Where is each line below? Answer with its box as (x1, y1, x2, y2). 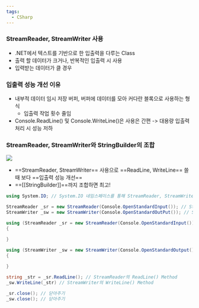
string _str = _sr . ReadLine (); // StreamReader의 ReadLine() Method (6, 274, 178, 280)
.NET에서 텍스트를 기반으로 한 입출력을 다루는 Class (14, 49, 135, 56)
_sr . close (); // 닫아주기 (6, 290, 65, 296)
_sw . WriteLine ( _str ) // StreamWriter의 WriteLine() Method (6, 280, 154, 286)
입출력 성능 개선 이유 (6, 81, 61, 89)
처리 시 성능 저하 (14, 125, 53, 132)
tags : (6, 8, 20, 15)
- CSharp (11, 14, 33, 20)
